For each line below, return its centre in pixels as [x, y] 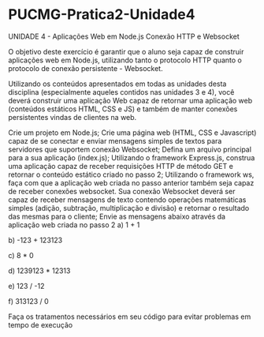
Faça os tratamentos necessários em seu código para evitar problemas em [130, 316]
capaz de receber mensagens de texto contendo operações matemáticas [127, 200]
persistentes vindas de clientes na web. [73, 117]
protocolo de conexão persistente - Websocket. [86, 68]
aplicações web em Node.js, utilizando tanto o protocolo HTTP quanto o [125, 60]
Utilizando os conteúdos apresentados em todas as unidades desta [117, 84]
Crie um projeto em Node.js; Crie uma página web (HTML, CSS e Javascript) [132, 133]
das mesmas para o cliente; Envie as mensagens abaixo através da [117, 216]
